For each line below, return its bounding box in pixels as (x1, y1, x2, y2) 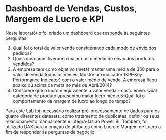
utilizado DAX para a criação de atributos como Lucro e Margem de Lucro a (5, 123, 161, 130)
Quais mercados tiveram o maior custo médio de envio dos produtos (12, 55, 154, 61)
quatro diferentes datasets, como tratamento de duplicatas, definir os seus (5, 113, 159, 119)
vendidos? (12, 61, 34, 67)
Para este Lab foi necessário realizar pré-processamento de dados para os (5, 108, 160, 114)
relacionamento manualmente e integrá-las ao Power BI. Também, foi (5, 118, 148, 124)
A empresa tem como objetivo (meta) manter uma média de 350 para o (12, 66, 159, 72)
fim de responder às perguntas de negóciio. (5, 129, 96, 135)
